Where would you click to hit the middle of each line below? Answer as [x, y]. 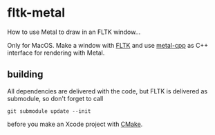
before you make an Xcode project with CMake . [75, 124]
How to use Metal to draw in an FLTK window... [74, 32]
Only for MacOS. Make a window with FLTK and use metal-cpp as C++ [108, 45]
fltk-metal [36, 13]
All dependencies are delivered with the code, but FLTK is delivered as [107, 91]
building [25, 74]
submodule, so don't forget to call [55, 98]
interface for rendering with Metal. [56, 53]
